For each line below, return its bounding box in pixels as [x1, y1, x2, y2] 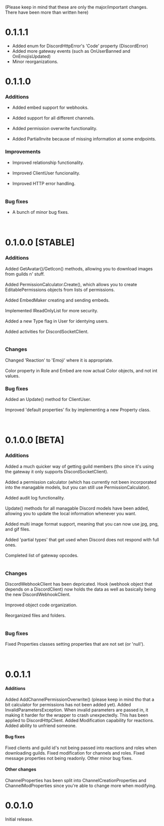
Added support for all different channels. [12, 115, 95, 121]
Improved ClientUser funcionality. [12, 170, 80, 176]
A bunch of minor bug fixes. [12, 209, 69, 215]
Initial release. [5, 816, 33, 822]
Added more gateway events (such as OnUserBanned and [12, 48, 131, 54]
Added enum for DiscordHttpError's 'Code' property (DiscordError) [12, 43, 148, 49]
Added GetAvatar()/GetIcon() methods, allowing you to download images [5, 265, 153, 271]
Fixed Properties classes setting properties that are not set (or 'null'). [5, 641, 145, 647]
